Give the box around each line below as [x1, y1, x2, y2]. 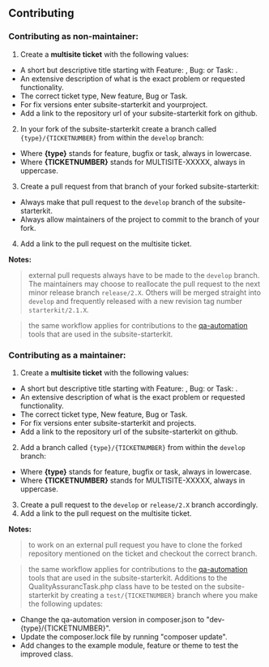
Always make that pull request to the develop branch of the [19, 197, 217, 206]
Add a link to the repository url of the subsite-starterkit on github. [19, 427, 238, 436]
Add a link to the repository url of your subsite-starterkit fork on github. [19, 108, 258, 118]
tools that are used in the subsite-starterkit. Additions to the [28, 573, 228, 583]
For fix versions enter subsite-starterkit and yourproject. [19, 99, 208, 109]
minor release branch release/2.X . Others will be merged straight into [28, 288, 262, 297]
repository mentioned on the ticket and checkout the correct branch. [28, 548, 258, 558]
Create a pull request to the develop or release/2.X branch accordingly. [19, 500, 258, 509]
